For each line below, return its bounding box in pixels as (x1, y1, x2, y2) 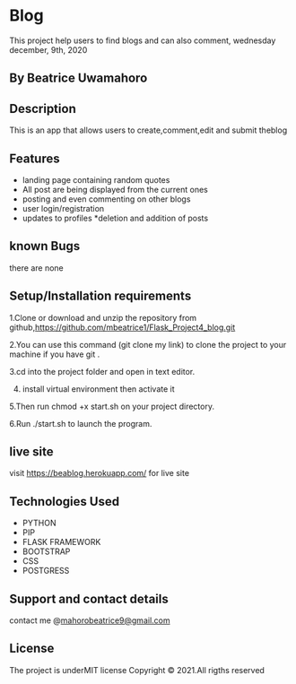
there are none (9, 262, 65, 273)
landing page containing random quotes (22, 174, 170, 185)
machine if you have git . (9, 349, 100, 359)
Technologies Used (9, 494, 119, 509)
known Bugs (9, 238, 81, 254)
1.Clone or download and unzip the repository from (9, 312, 197, 323)
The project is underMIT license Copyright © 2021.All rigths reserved (9, 664, 265, 675)
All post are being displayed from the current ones (22, 184, 208, 195)
